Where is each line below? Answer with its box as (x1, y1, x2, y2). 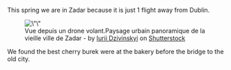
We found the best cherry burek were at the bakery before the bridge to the (7, 48, 224, 55)
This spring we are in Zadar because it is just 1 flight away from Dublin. (7, 6, 210, 14)
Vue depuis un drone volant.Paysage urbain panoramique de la (24, 27, 205, 35)
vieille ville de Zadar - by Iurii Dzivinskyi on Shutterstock (24, 34, 186, 42)
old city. (7, 55, 30, 63)
